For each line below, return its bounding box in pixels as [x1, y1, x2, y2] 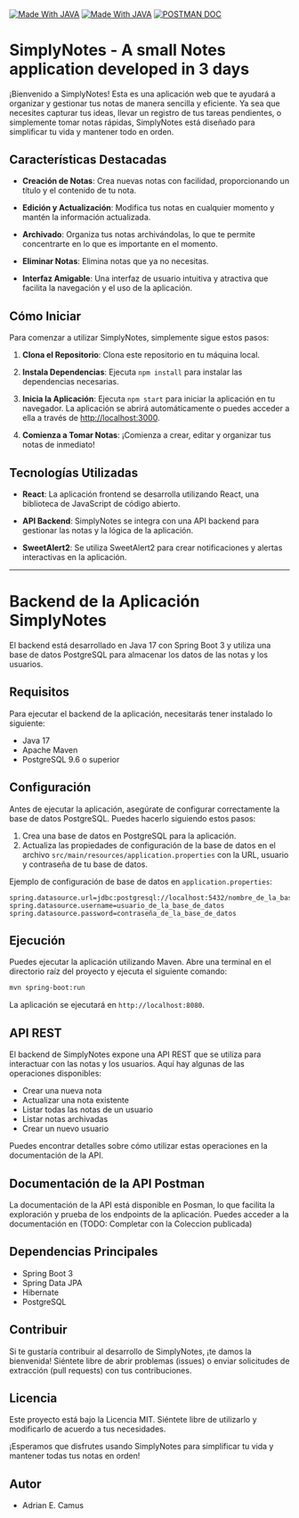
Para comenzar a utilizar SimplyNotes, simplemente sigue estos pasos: [9, 333, 270, 343]
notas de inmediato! [21, 440, 95, 450]
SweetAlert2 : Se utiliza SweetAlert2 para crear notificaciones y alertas [21, 542, 283, 553]
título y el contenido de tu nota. [21, 186, 137, 196]
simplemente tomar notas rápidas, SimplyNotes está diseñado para [9, 117, 255, 128]
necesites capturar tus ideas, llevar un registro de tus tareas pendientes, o [9, 107, 282, 118]
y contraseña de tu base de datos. [21, 859, 149, 870]
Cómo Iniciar [9, 309, 82, 324]
